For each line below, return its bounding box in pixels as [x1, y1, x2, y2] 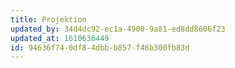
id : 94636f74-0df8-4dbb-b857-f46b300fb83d [10, 42, 190, 53]
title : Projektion [10, 14, 87, 25]
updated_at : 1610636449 [10, 33, 110, 43]
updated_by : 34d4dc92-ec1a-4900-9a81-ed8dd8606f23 [10, 24, 226, 34]
